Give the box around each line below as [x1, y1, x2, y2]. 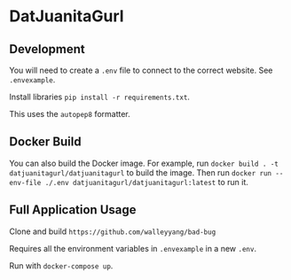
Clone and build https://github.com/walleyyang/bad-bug [9, 226, 216, 237]
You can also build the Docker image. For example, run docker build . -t [9, 158, 279, 168]
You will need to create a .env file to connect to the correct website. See [9, 65, 273, 75]
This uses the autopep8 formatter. [9, 109, 130, 119]
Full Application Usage [9, 202, 137, 218]
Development [9, 42, 86, 57]
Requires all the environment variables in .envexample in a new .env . [9, 243, 257, 253]
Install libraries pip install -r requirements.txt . [9, 91, 191, 102]
